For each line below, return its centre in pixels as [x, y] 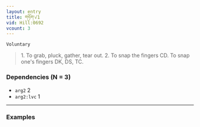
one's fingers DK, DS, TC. [52, 62]
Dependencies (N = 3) [39, 77]
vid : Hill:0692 [25, 23]
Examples [21, 118]
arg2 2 [23, 90]
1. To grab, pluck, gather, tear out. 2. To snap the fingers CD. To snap [105, 55]
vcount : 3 [18, 28]
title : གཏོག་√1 [23, 17]
